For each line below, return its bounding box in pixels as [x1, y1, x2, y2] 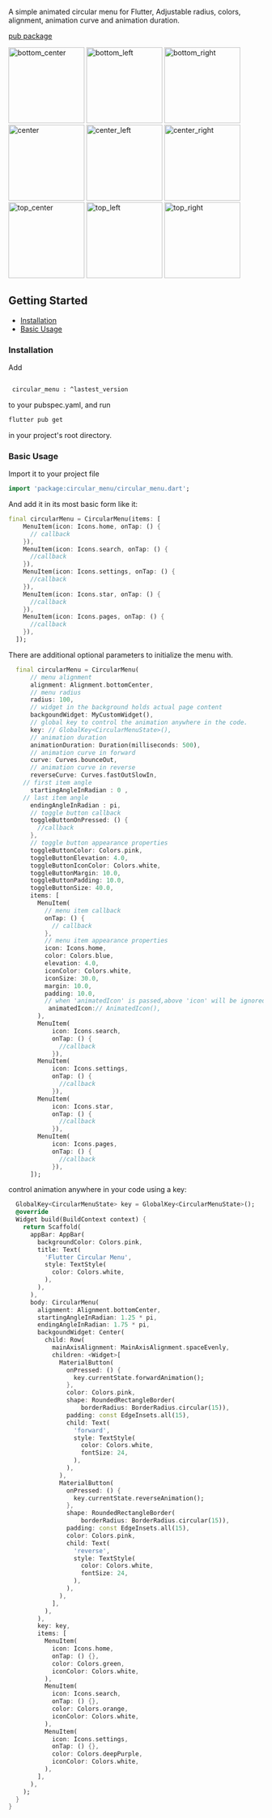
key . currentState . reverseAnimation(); [73, 1494, 205, 1502]
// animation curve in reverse [29, 764, 136, 772]
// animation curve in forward [29, 748, 136, 756]
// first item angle [23, 779, 92, 787]
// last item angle [23, 794, 89, 802]
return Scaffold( [23, 1223, 82, 1232]
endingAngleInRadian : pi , [29, 801, 121, 809]
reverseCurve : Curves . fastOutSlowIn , [29, 771, 158, 780]
